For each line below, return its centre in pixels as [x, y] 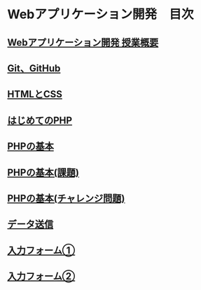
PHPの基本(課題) [43, 172]
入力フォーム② [41, 276]
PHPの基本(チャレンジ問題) [66, 198]
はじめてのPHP [40, 120]
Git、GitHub [34, 68]
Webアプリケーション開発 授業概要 [83, 42]
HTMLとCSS [35, 94]
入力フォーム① [41, 250]
